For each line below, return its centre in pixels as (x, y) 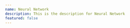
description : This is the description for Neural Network (65, 14)
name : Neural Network (27, 9)
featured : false (21, 18)
